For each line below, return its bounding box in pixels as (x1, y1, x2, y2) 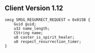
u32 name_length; (14, 26, 50, 31)
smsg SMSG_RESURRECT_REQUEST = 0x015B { (5, 17, 91, 22)
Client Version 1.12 (5, 4, 63, 12)
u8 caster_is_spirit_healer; (14, 34, 75, 39)
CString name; (14, 30, 43, 35)
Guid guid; (14, 21, 37, 26)
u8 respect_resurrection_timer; (14, 39, 81, 44)
